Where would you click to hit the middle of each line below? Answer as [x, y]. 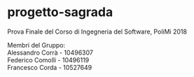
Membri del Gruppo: [36, 45]
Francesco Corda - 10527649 [50, 67]
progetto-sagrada [60, 12]
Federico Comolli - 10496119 [48, 59]
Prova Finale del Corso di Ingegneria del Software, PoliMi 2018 [97, 31]
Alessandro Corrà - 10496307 [50, 52]
